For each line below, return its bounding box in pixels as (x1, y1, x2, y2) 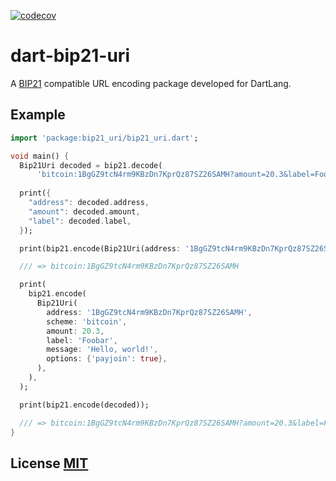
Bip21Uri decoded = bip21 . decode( (19, 160, 163, 170)
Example (10, 106, 66, 124)
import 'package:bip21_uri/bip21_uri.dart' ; (10, 133, 199, 143)
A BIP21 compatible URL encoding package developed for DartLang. (10, 77, 292, 89)
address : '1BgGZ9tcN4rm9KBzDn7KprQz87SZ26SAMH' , (46, 307, 253, 317)
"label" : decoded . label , (28, 216, 132, 226)
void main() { (10, 151, 70, 161)
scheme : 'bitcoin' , (46, 316, 128, 327)
